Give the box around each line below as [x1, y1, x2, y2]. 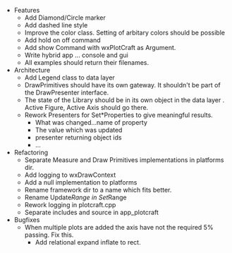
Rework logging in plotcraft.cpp [24, 201, 116, 209]
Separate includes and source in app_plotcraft [24, 208, 159, 216]
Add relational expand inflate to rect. [35, 238, 141, 246]
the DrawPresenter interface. [24, 88, 109, 97]
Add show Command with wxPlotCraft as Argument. [24, 44, 176, 51]
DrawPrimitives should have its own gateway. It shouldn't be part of [24, 81, 221, 89]
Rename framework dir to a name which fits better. [24, 186, 172, 194]
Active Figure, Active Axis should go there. [24, 104, 149, 111]
